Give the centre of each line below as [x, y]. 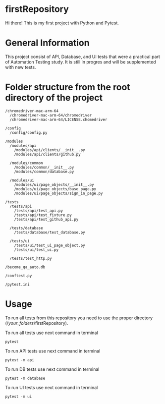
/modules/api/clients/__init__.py [50, 150]
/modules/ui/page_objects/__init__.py [54, 184]
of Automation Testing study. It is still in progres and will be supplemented [81, 62]
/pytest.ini [17, 284]
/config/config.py [29, 132]
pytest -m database [25, 378]
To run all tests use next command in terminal [52, 333]
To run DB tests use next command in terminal [52, 369]
